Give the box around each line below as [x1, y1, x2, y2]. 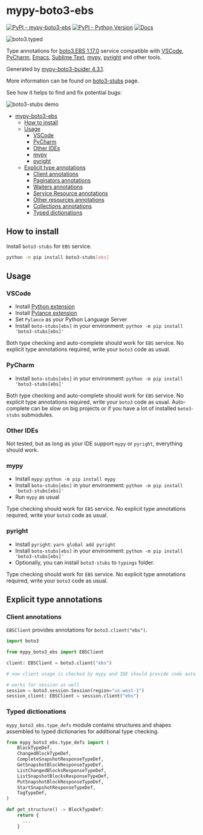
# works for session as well [6, 682, 80, 688]
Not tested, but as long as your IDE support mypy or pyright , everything [6, 440, 183, 447]
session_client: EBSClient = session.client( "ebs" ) [6, 693, 139, 699]
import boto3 [6, 638, 39, 644]
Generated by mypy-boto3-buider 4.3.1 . [6, 65, 105, 73]
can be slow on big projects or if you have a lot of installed [31, 404, 176, 412]
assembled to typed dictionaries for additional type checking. [6, 728, 159, 735]
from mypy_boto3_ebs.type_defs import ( [6, 739, 110, 745]
